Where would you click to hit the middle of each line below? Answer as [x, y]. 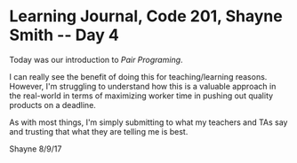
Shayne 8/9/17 [36, 149]
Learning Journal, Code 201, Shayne [146, 16]
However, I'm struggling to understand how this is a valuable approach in [143, 86]
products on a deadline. [52, 105]
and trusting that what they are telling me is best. [99, 131]
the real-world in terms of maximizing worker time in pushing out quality [141, 96]
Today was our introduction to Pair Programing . [96, 59]
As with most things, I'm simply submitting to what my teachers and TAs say [148, 122]
